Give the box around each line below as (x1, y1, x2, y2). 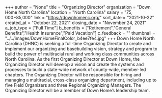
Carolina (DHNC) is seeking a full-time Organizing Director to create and (5, 41, 151, 46)
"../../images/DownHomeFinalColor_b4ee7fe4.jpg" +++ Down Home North (5, 35, 155, 41)
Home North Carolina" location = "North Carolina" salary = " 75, (5, 9, 133, 15)
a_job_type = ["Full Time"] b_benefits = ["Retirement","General (5, 25, 132, 31)
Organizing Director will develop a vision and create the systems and (5, 61, 144, 67)
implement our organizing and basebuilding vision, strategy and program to (5, 46, 158, 51)
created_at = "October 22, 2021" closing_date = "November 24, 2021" (5, 20, 146, 25)
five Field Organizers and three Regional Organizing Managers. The (5, 82, 141, 88)
